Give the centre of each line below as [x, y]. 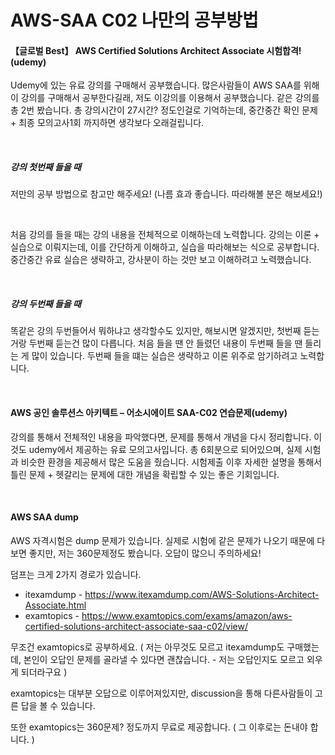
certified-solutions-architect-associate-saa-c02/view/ [136, 626]
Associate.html [55, 605]
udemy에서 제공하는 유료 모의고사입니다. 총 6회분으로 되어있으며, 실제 [165, 449]
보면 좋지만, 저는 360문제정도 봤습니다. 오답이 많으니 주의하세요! [136, 553]
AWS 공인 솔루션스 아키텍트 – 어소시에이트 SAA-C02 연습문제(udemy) [149, 412]
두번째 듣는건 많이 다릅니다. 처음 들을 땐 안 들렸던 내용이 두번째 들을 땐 [165, 343]
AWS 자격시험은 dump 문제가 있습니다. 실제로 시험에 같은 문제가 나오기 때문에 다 [168, 540]
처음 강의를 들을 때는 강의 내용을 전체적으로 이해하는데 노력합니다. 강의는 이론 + [165, 235]
